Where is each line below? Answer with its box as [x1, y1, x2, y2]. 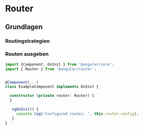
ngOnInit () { [11, 107, 39, 112]
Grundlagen [5, 23, 43, 31]
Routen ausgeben [5, 50, 49, 57]
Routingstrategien [5, 38, 50, 44]
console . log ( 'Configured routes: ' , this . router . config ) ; [16, 111, 139, 116]
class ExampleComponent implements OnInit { [5, 85, 99, 89]
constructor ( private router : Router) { [9, 93, 94, 98]
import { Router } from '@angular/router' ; [5, 66, 97, 72]
